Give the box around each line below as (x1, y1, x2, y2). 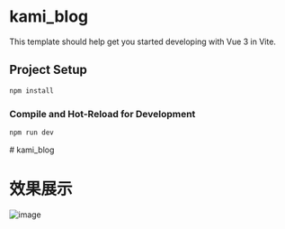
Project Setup (9, 62, 88, 78)
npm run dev (9, 128, 54, 137)
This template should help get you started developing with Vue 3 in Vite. (9, 36, 277, 47)
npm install (9, 86, 54, 96)
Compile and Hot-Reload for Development (9, 107, 196, 120)
